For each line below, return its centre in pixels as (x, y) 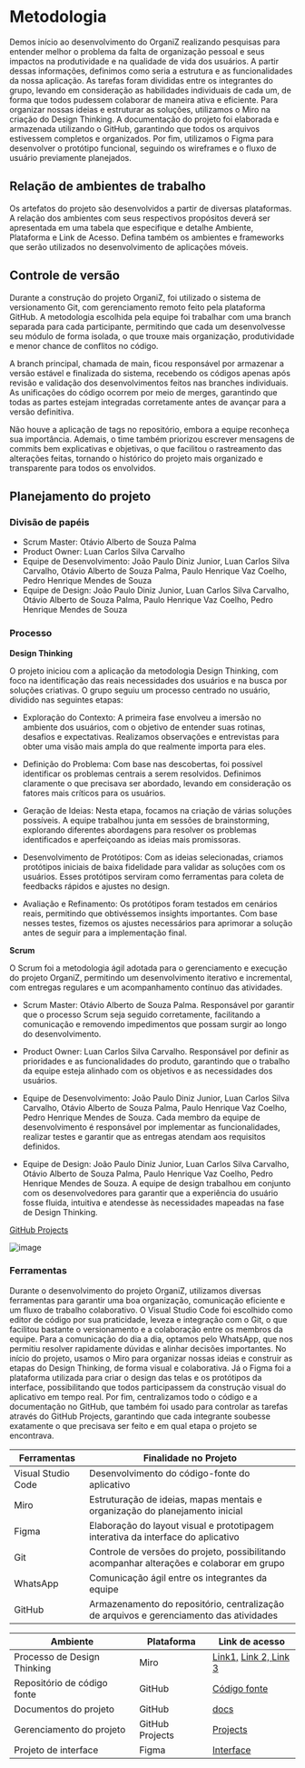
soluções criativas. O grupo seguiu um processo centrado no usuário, (140, 690)
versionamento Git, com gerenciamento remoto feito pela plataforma (138, 307)
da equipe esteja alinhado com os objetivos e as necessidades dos (148, 1071)
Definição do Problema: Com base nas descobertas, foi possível (143, 764)
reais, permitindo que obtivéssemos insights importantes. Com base (150, 913)
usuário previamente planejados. (70, 157)
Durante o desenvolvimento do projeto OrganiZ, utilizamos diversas (135, 1290)
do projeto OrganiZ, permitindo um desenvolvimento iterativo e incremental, (151, 977)
